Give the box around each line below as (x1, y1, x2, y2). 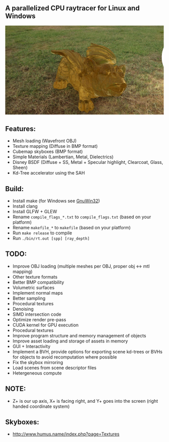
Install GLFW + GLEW (12, 208, 57, 214)
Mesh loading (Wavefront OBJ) (12, 138, 77, 144)
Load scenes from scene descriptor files (12, 365, 97, 371)
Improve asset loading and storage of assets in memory (12, 338, 128, 344)
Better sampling (12, 295, 46, 301)
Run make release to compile (12, 230, 72, 236)
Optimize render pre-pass (12, 316, 66, 322)
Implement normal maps (12, 290, 63, 296)
